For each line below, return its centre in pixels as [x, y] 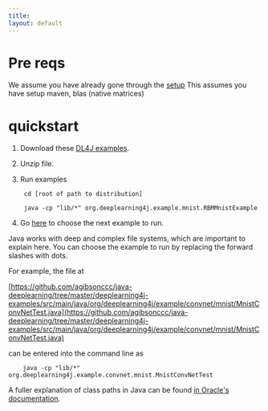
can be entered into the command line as [76, 353]
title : [19, 16]
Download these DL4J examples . [75, 149]
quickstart [43, 126]
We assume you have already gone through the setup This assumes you [128, 85]
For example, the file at [46, 271]
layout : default [35, 23]
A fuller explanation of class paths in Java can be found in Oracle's [119, 390]
